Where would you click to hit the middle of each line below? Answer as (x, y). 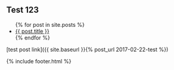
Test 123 (23, 10)
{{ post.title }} (32, 31)
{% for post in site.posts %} (50, 24)
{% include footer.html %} (39, 61)
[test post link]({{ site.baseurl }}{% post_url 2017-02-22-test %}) (87, 49)
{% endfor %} (33, 37)
